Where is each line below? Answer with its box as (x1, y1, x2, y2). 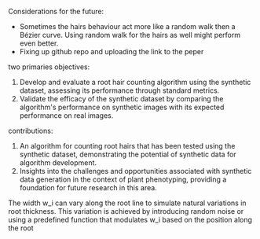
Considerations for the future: (8, 7, 104, 16)
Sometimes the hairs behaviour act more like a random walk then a (19, 22, 236, 31)
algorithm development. (19, 158, 97, 167)
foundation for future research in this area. (19, 183, 157, 192)
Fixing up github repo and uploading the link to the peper (19, 47, 204, 56)
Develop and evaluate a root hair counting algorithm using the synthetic (19, 78, 251, 86)
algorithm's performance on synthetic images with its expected (19, 102, 225, 112)
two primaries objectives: (8, 62, 90, 72)
